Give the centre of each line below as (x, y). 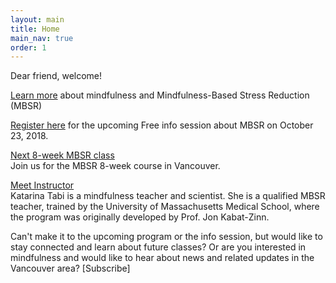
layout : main (37, 19)
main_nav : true (42, 38)
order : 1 (28, 47)
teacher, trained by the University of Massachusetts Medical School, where (165, 207)
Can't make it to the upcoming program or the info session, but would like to (166, 237)
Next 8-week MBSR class (62, 155)
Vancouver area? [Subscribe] (70, 268)
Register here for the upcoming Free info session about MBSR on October (162, 125)
